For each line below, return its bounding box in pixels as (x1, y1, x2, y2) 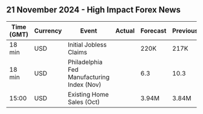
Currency (34, 27, 62, 35)
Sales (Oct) (67, 98, 100, 106)
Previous (172, 27, 198, 35)
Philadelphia (67, 57, 103, 66)
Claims (67, 48, 88, 56)
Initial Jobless (67, 40, 107, 49)
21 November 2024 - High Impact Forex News (6, 5, 181, 15)
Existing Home (67, 90, 109, 98)
